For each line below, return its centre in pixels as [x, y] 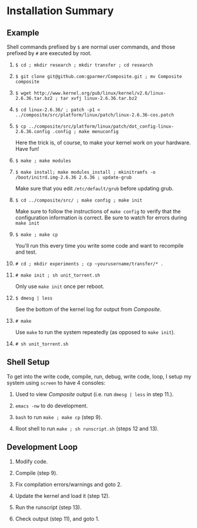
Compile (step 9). [36, 473]
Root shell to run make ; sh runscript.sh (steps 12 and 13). [87, 428]
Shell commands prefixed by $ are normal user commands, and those [91, 47]
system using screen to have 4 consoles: [56, 383]
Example [23, 33]
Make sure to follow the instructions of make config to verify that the [98, 211]
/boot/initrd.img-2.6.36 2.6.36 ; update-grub [73, 177]
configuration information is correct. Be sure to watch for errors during [101, 218]
